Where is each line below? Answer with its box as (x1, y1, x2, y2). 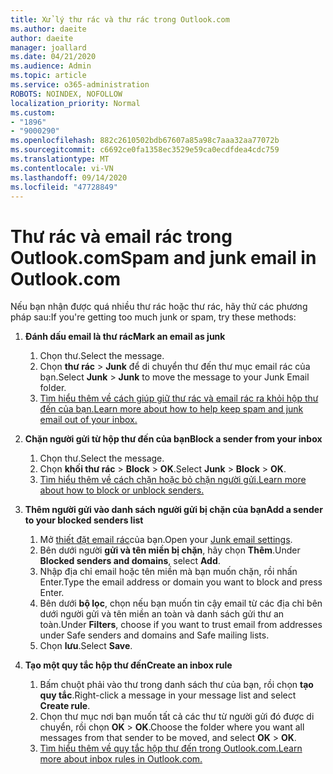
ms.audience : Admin (10, 61, 92, 71)
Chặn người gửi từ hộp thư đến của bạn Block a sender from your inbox (24, 433, 323, 445)
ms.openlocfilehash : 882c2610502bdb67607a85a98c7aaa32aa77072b (10, 136, 280, 146)
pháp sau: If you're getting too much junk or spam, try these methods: (10, 311, 297, 323)
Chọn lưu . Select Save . (39, 640, 133, 652)
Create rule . (39, 700, 91, 712)
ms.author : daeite (10, 24, 87, 34)
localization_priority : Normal (10, 98, 141, 108)
